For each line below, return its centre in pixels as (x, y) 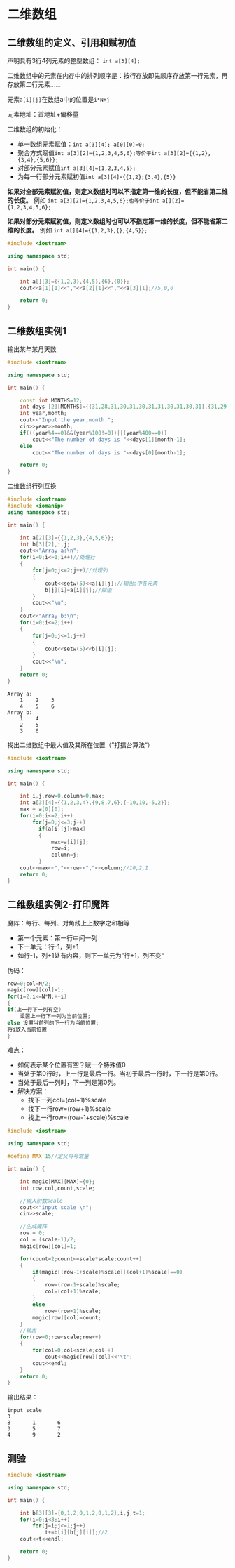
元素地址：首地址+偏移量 (43, 114)
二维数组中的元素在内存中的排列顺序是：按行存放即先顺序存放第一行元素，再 (117, 75)
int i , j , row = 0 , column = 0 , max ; (62, 796)
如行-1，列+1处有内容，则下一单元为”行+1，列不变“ (91, 955)
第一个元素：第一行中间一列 (57, 937)
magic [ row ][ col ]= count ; (67, 1317)
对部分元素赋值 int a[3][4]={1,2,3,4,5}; (77, 168)
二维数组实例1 (37, 331)
